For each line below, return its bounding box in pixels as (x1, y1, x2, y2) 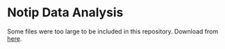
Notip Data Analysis (7, 5, 124, 20)
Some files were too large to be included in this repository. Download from (7, 27, 219, 35)
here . (7, 34, 22, 42)
